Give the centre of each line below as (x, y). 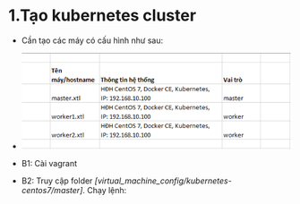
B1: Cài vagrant (49, 164)
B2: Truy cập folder (57, 181)
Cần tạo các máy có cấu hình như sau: (92, 40)
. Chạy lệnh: (105, 191)
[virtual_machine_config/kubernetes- (163, 181)
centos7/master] (52, 191)
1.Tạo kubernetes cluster (103, 16)
